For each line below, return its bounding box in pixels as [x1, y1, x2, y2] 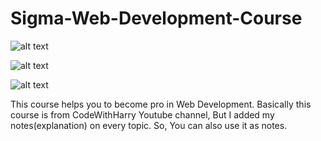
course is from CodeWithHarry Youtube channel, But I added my [10, 108, 275, 121]
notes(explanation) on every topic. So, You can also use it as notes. [10, 119, 288, 131]
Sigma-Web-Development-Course [10, 7, 303, 30]
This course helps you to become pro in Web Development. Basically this [10, 98, 312, 110]
